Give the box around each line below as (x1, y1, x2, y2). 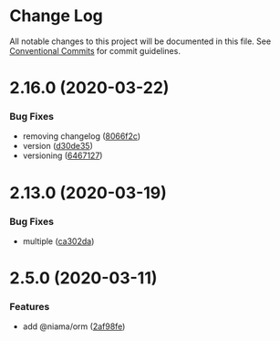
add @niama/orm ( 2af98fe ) (22, 321, 126, 332)
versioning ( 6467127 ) (22, 150, 103, 161)
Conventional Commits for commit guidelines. (9, 45, 181, 56)
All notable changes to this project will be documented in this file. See (9, 36, 272, 47)
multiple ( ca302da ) (22, 235, 95, 247)
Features (9, 301, 50, 314)
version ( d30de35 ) (22, 141, 94, 152)
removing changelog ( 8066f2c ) (22, 131, 141, 142)
